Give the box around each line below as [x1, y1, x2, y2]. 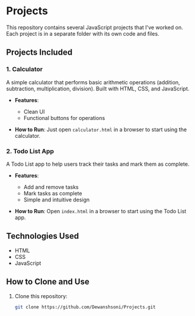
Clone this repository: [14, 292, 68, 299]
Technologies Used [6, 231, 79, 241]
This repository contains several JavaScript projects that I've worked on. [6, 24, 183, 31]
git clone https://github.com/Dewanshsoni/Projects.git [14, 304, 156, 310]
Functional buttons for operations [23, 114, 106, 121]
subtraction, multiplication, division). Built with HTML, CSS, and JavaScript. [6, 85, 190, 92]
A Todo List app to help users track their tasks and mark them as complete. [6, 160, 190, 168]
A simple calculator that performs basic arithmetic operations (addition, [6, 78, 180, 86]
